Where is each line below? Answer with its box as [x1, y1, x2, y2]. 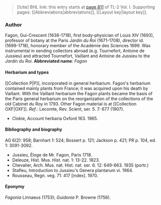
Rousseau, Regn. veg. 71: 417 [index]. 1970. [12, 172, 98, 178]
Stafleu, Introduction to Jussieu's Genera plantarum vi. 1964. [12, 167, 133, 173]
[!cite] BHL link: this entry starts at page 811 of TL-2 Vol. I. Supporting [16, 4, 155, 10]
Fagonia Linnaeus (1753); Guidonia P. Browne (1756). [5, 194, 111, 200]
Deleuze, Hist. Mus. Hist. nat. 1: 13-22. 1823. [12, 157, 100, 163]
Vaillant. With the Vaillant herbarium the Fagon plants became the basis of [5, 90, 153, 96]
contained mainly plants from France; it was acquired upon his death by [5, 85, 148, 91]
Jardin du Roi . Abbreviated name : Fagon [5, 58, 87, 64]
